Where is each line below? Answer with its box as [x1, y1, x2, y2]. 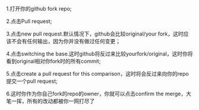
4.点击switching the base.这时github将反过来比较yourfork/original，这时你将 [6, 50, 193, 57]
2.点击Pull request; [6, 18, 52, 25]
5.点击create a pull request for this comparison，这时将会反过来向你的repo [6, 70, 189, 77]
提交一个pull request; [6, 77, 58, 85]
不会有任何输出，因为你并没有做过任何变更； [11, 38, 121, 44]
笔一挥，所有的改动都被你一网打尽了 [6, 98, 95, 105]
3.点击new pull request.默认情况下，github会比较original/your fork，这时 [6, 30, 184, 37]
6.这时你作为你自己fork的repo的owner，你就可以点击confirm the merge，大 [6, 90, 192, 97]
